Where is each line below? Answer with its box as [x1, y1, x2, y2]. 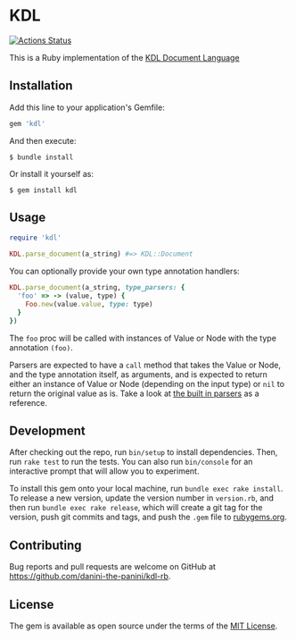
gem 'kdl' [9, 119, 46, 128]
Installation [9, 78, 73, 94]
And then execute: [9, 135, 77, 146]
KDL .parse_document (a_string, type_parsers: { [9, 283, 185, 292]
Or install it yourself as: [9, 168, 94, 179]
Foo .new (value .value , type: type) [25, 299, 153, 308]
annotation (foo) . [9, 341, 73, 353]
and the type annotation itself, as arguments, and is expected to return [9, 368, 267, 380]
